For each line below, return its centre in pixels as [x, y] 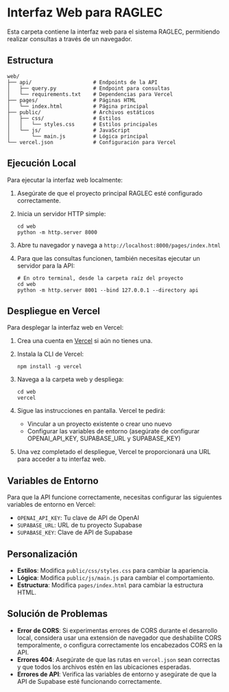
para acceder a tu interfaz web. [61, 459]
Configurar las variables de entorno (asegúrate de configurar [113, 431]
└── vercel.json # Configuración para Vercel [92, 142]
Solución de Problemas [58, 614]
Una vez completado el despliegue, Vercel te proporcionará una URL [114, 452]
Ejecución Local [42, 164]
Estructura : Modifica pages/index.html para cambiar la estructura [110, 585]
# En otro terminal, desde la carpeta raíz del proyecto [100, 278]
